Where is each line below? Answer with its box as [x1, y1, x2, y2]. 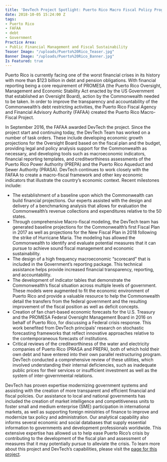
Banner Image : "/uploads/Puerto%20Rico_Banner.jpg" [5, 53, 114, 59]
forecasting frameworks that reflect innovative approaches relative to [12, 330, 155, 336]
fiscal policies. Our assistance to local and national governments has [5, 393, 146, 399]
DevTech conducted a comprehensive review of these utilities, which [12, 357, 154, 363]
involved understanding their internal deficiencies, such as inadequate [12, 362, 157, 368]
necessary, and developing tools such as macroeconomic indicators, [5, 151, 146, 157]
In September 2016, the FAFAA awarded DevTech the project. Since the [5, 124, 151, 130]
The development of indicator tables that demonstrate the [12, 277, 131, 283]
